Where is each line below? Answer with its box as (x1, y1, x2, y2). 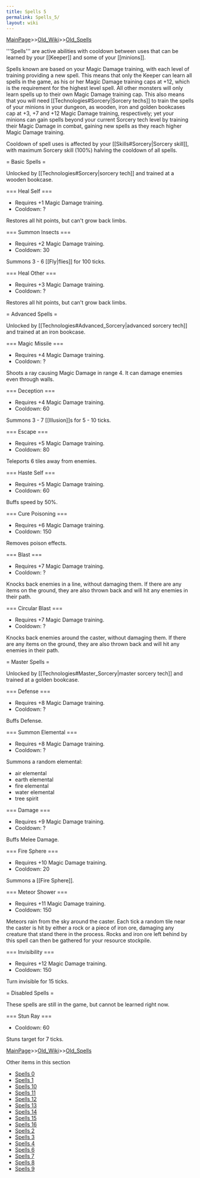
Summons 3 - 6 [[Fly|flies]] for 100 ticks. (6, 258, 106, 265)
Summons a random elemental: (6, 758, 83, 766)
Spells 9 (14, 1165, 35, 1173)
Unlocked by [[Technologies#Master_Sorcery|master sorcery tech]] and (6, 670, 183, 677)
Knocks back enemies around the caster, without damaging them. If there (6, 634, 186, 641)
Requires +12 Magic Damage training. (14, 960, 107, 967)
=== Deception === (6, 387, 55, 394)
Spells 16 (14, 1121, 37, 1128)
